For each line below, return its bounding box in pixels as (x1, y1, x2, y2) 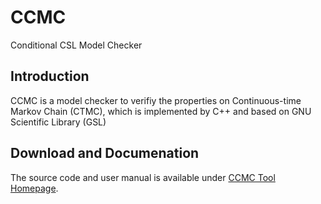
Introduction (10, 68, 90, 85)
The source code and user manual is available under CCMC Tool (10, 171, 276, 183)
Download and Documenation (10, 145, 200, 162)
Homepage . (10, 182, 59, 194)
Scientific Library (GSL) (10, 116, 107, 128)
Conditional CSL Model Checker (10, 39, 143, 51)
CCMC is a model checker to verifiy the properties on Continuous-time (10, 94, 302, 106)
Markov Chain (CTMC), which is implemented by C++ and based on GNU (10, 105, 312, 117)
